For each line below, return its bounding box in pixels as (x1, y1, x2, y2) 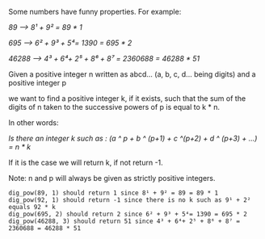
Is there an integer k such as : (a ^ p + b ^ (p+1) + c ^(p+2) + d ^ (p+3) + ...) (8, 133, 258, 143)
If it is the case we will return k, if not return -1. (8, 157, 163, 167)
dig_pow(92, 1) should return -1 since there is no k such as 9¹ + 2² (8, 196, 251, 204)
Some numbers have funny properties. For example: (8, 7, 182, 16)
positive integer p (8, 78, 67, 87)
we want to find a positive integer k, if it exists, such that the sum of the (8, 94, 246, 103)
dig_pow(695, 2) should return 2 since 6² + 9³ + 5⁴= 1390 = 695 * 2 (8, 210, 248, 218)
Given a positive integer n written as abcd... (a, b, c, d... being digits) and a (8, 69, 256, 79)
